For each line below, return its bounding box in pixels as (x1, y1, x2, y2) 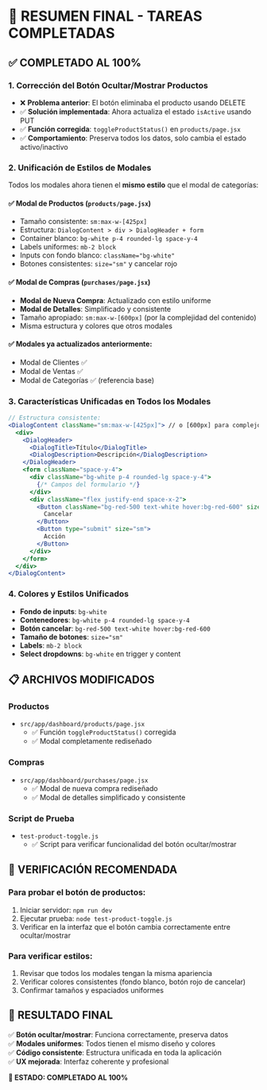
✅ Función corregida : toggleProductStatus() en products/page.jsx (19, 124, 241, 134)
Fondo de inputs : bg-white (19, 606, 107, 616)
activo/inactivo (19, 142, 69, 151)
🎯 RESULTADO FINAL (8, 1009, 114, 1022)
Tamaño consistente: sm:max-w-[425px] (19, 217, 148, 226)
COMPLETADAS (8, 24, 115, 42)
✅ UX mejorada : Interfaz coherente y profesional (8, 1057, 169, 1066)
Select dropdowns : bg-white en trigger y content (19, 649, 181, 659)
